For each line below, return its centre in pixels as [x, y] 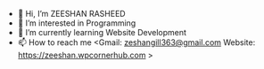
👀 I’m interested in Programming [77, 23]
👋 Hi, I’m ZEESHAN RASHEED [72, 14]
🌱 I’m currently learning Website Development [102, 32]
